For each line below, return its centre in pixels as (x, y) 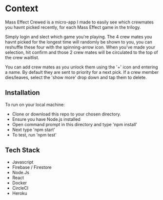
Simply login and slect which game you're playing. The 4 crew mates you (79, 37)
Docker (20, 183)
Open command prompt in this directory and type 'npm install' (75, 124)
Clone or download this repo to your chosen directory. (66, 114)
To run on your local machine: (35, 104)
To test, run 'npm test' (34, 134)
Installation (22, 93)
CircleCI (20, 188)
